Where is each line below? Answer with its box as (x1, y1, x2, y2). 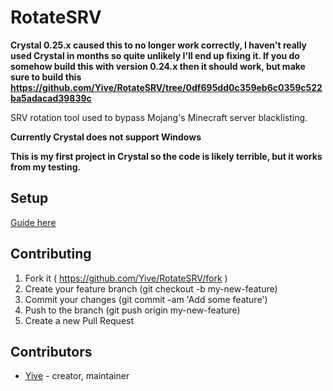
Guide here (10, 216, 57, 228)
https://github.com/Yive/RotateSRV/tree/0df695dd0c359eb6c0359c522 (10, 81, 323, 93)
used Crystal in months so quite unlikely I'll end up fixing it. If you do (10, 49, 300, 61)
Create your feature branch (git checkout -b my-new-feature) (24, 282, 278, 295)
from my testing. (10, 161, 82, 173)
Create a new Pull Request (24, 314, 135, 326)
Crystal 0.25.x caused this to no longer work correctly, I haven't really (10, 39, 308, 51)
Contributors (10, 343, 93, 360)
